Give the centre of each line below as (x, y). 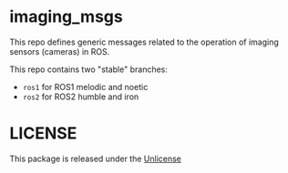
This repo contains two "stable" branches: (89, 69)
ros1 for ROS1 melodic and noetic (85, 86)
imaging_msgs (66, 17)
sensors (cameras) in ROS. (60, 51)
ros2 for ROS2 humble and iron (81, 97)
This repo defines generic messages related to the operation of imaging (144, 42)
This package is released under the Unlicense (96, 158)
